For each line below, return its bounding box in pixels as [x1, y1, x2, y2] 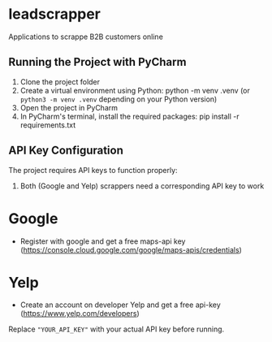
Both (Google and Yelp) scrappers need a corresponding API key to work [19, 180, 265, 191]
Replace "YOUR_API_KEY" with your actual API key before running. [8, 324, 225, 334]
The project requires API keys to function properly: [8, 165, 178, 175]
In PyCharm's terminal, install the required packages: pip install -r [19, 111, 240, 121]
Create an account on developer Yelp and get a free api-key [19, 300, 221, 310]
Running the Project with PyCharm [8, 55, 187, 69]
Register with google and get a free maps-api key [19, 236, 186, 246]
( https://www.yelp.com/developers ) [19, 309, 140, 318]
